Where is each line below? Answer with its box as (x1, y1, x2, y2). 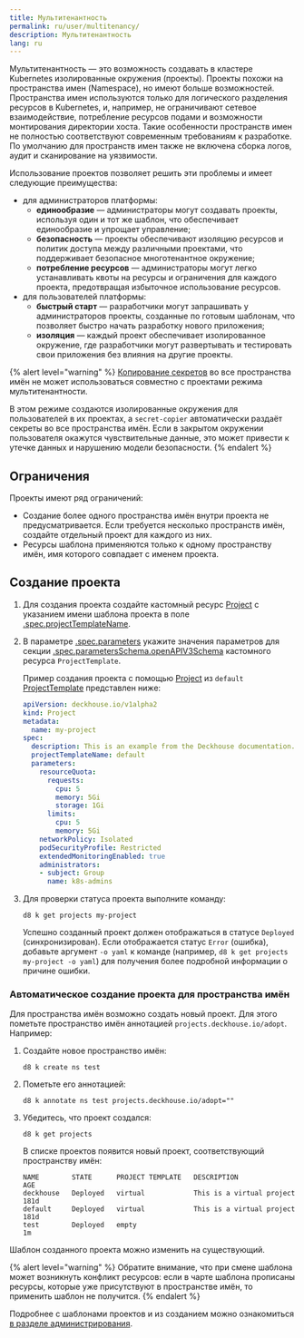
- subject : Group (39, 868, 105, 878)
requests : (46, 776, 84, 785)
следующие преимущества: (9, 178, 118, 189)
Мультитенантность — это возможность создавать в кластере (9, 63, 253, 74)
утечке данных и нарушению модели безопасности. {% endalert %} (9, 442, 272, 454)
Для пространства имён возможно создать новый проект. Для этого (9, 1009, 278, 1020)
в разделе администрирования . (9, 1318, 133, 1329)
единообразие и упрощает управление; (35, 224, 191, 235)
